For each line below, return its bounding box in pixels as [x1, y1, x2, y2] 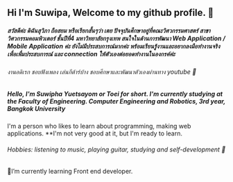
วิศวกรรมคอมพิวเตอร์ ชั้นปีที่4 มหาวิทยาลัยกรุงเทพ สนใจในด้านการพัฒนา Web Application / [7, 34, 226, 42]
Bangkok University [7, 104, 66, 113]
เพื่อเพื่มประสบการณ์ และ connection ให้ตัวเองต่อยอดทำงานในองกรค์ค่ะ [7, 49, 175, 58]
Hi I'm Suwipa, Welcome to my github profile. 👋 [7, 7, 214, 19]
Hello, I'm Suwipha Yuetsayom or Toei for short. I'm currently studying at [7, 90, 223, 98]
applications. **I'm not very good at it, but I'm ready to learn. [7, 129, 182, 138]
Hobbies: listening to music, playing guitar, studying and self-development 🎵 [7, 145, 226, 154]
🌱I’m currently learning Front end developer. [7, 167, 133, 175]
